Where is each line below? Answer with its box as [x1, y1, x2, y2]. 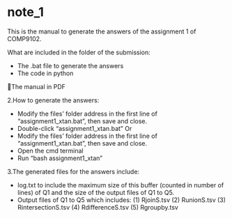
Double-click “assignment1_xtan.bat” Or [17, 124, 132, 132]
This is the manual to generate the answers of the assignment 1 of [7, 27, 196, 36]
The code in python [17, 69, 74, 77]
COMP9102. [7, 34, 42, 42]
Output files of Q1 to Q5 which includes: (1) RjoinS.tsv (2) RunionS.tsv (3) [17, 196, 226, 204]
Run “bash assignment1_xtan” [17, 154, 103, 162]
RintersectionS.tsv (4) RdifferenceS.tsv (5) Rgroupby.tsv [17, 203, 179, 211]
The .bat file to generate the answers [17, 61, 124, 70]
